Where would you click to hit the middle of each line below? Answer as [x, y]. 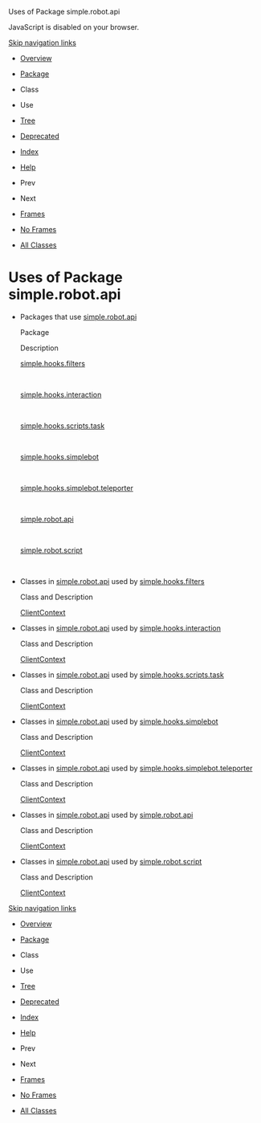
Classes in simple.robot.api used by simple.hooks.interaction [120, 628]
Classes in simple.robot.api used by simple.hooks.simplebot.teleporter [136, 768]
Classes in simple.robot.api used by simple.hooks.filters [112, 581]
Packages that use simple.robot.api [78, 316]
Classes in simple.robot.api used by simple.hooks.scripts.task [122, 675]
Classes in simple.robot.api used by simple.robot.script [111, 861]
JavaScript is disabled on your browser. [74, 27]
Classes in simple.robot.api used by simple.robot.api [106, 815]
